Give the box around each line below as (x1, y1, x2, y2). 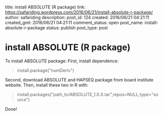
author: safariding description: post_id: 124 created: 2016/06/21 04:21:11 (5, 15, 150, 20)
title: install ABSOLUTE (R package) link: (5, 4, 86, 10)
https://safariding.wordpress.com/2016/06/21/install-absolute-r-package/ (5, 9, 153, 15)
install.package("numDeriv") (17, 67, 75, 73)
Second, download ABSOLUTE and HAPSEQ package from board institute (5, 77, 154, 82)
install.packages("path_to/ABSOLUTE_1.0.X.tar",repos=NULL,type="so (17, 91, 159, 97)
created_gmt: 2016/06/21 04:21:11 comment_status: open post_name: (5, 19, 144, 25)
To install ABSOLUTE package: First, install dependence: (5, 58, 119, 64)
